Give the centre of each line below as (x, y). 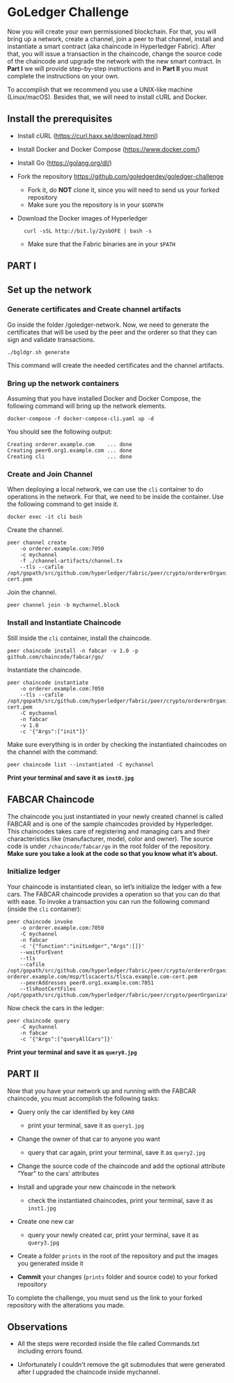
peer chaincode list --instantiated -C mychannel (81, 764)
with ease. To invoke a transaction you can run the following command (109, 901)
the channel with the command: (53, 752)
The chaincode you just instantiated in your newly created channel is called (115, 816)
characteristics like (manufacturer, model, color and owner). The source (110, 838)
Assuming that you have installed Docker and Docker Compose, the (104, 399)
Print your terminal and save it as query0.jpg (72, 1052)
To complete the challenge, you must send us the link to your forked (105, 1297)
